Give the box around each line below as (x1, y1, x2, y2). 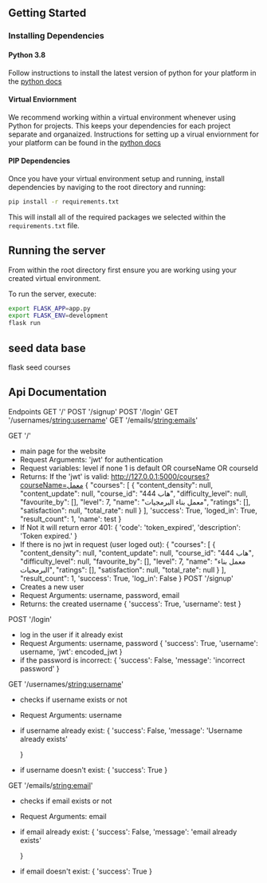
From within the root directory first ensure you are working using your (8, 265, 237, 275)
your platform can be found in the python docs (8, 137, 162, 147)
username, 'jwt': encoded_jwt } (19, 647, 123, 656)
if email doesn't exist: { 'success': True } (19, 866, 153, 876)
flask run (8, 319, 41, 327)
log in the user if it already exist (19, 630, 124, 639)
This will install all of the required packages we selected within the (8, 212, 226, 222)
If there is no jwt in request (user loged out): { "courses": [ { (19, 539, 216, 549)
